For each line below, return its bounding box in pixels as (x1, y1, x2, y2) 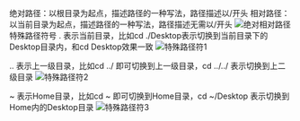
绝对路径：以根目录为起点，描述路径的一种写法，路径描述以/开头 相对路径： (9, 8, 290, 18)
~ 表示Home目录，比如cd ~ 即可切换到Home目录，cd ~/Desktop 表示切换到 (9, 91, 290, 101)
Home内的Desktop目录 (9, 102, 94, 112)
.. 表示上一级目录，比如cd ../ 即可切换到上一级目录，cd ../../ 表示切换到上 (9, 61, 278, 71)
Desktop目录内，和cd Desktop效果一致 (9, 41, 154, 52)
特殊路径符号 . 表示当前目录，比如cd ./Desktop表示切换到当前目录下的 (9, 30, 269, 40)
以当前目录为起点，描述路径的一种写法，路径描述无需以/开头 (9, 19, 234, 30)
